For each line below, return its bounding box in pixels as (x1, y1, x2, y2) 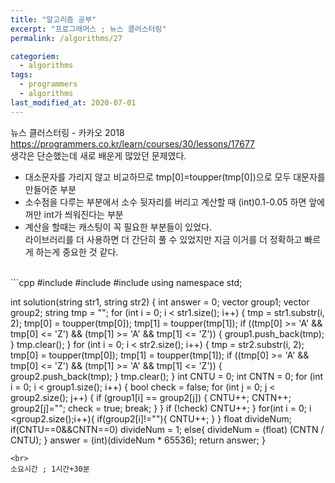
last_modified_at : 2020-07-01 (10, 97, 137, 108)
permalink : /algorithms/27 (10, 33, 123, 43)
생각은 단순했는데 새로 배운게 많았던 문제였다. (10, 149, 187, 161)
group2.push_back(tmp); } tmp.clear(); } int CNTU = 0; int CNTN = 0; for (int (10, 370, 324, 382)
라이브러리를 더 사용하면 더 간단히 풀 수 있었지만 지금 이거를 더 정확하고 (24, 233, 303, 245)
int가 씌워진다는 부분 (43, 208, 124, 220)
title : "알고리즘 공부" (10, 14, 97, 25)
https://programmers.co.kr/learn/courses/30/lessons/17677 (10, 137, 256, 150)
